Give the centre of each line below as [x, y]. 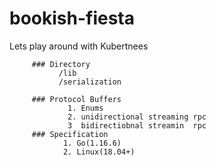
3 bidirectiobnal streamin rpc [137, 125]
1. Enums [85, 108]
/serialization [90, 82]
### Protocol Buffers [76, 99]
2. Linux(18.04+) [99, 152]
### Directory [61, 64]
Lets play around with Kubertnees [79, 46]
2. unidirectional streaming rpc [137, 117]
